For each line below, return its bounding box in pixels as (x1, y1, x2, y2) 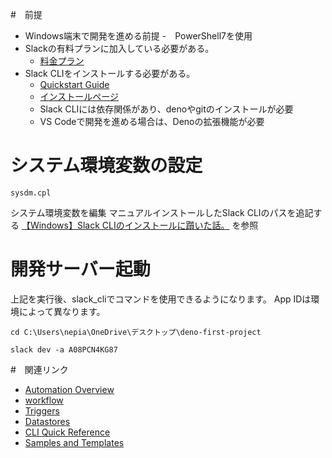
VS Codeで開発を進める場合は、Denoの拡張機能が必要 (39, 116, 265, 127)
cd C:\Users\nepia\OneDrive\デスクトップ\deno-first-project (10, 327, 262, 337)
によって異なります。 (18, 305, 106, 317)
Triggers (24, 404, 60, 417)
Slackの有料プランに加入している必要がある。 (24, 43, 215, 54)
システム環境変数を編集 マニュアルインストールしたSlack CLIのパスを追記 (10, 206, 314, 218)
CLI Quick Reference (24, 426, 111, 438)
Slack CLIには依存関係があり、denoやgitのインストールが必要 (39, 103, 294, 115)
